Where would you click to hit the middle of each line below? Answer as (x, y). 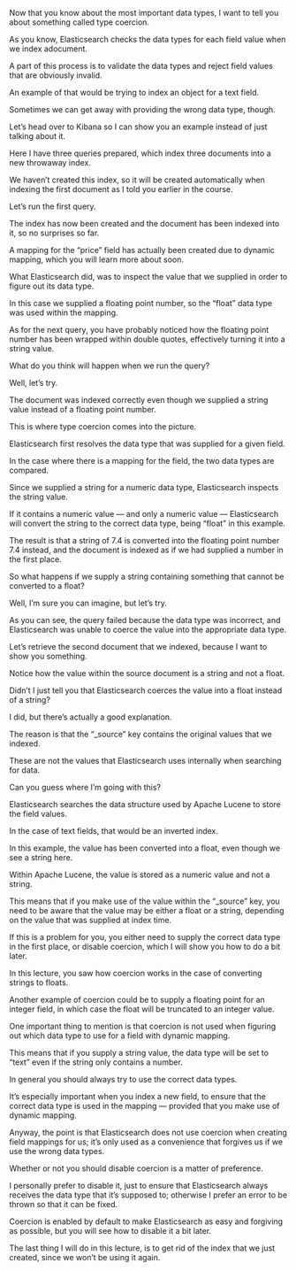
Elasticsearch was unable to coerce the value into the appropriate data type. (148, 629)
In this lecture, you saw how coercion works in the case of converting (136, 973)
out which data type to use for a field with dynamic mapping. (120, 1036)
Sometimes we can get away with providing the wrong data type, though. (142, 109)
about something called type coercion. (80, 22)
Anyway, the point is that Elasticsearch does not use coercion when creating (148, 1132)
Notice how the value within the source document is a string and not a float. (147, 673)
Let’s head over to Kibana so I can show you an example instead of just (138, 127)
